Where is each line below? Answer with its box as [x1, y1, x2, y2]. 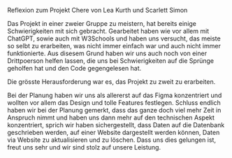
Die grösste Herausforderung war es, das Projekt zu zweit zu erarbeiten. [7, 78, 216, 86]
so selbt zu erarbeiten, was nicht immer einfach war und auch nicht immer [7, 42, 222, 50]
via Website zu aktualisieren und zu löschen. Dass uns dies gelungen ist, [7, 136, 217, 144]
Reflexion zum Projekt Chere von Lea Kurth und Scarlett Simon [7, 6, 188, 14]
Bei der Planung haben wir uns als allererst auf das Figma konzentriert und [7, 91, 222, 99]
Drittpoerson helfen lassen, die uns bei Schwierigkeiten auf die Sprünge [7, 57, 215, 65]
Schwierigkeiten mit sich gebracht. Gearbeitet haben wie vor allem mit [7, 27, 210, 35]
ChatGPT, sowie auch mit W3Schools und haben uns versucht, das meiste [7, 34, 222, 43]
